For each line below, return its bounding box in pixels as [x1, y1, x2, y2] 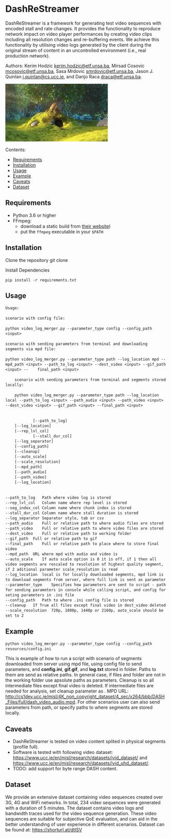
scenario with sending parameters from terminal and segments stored [14, 377, 166, 382]
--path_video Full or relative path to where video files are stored [5, 526, 164, 531]
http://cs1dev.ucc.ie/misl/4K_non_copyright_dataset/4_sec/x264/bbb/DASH [5, 693, 165, 700]
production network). [5, 52, 50, 59]
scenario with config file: [5, 316, 66, 321]
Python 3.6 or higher [12, 212, 56, 218]
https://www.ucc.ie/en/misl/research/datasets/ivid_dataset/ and [12, 754, 147, 761]
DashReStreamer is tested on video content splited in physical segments [12, 739, 166, 744]
